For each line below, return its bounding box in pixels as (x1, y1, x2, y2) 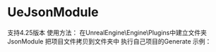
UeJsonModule (7, 4, 99, 20)
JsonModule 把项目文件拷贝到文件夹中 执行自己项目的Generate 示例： (7, 37, 212, 46)
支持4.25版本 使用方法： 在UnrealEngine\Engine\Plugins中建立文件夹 (7, 28, 207, 37)
